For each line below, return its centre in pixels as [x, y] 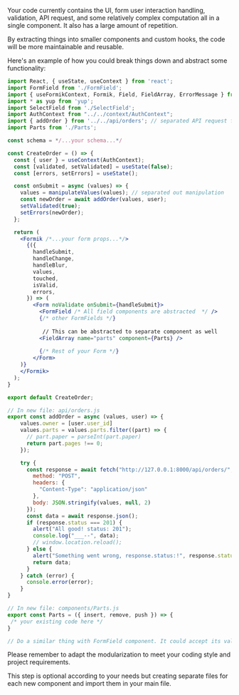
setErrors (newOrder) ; [52, 212]
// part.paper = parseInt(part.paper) [84, 437]
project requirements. [39, 662]
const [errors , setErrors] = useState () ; [76, 173]
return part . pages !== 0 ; [64, 443]
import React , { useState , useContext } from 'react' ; [90, 81]
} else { [39, 549]
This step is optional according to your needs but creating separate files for [118, 676]
